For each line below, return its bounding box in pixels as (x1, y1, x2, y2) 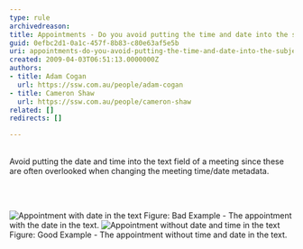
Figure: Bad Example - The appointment (143, 210, 292, 221)
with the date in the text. (9, 220, 99, 231)
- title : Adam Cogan (9, 72, 87, 81)
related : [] (9, 106, 54, 115)
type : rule (9, 13, 50, 23)
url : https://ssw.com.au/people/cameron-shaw (17, 97, 192, 106)
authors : (9, 64, 42, 73)
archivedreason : (9, 22, 70, 31)
